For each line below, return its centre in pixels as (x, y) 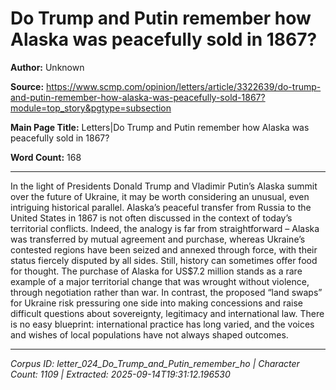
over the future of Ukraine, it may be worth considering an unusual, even (160, 196)
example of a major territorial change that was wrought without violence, (160, 281)
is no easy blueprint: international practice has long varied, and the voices (162, 324)
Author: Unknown (47, 67)
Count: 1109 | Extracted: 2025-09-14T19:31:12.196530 (120, 374)
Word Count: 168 (46, 157)
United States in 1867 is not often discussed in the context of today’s (151, 218)
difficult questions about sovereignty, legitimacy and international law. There (167, 313)
